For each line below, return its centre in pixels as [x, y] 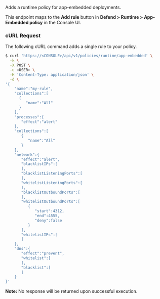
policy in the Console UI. [55, 23]
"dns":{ [22, 249]
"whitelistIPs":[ [39, 235]
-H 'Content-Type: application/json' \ [52, 75]
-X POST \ [20, 65]
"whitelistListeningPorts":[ [52, 183]
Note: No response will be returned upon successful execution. [71, 291]
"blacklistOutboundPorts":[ [51, 192]
